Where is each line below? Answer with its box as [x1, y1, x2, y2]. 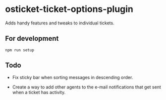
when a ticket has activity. [12, 89, 66, 95]
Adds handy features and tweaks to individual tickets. [5, 20, 115, 26]
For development [5, 34, 59, 43]
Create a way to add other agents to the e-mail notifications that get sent [12, 84, 161, 90]
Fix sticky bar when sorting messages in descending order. [12, 74, 133, 80]
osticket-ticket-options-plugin [5, 3, 134, 15]
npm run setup [5, 47, 35, 53]
